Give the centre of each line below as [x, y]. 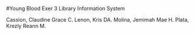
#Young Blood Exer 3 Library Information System [66, 8]
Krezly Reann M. [26, 26]
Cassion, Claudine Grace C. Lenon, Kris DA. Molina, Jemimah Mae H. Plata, [97, 20]
